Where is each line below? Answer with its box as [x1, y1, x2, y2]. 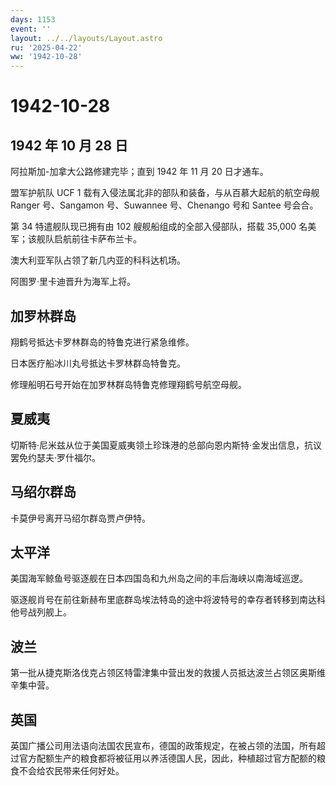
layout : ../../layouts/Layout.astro [10, 33, 163, 43]
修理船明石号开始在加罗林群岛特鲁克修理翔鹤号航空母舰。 [10, 378, 247, 390]
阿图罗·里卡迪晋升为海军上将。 [10, 276, 137, 288]
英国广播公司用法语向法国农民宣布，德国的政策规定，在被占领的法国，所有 [10, 740, 317, 751]
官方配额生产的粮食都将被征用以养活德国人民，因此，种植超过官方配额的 [18, 752, 317, 764]
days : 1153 [10, 14, 56, 25]
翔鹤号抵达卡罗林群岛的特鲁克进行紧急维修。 [10, 336, 195, 348]
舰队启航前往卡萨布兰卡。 [36, 233, 142, 245]
